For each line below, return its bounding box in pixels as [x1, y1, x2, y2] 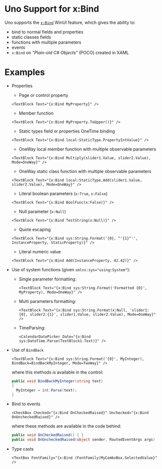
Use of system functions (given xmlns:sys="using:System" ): [11, 266, 130, 272]
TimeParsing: [18, 325, 46, 331]
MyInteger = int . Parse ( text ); [16, 388, 77, 393]
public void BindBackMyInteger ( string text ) [11, 378, 103, 383]
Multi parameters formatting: [18, 298, 76, 304]
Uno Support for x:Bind [4, 3, 99, 15]
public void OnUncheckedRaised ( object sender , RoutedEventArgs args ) [11, 437, 156, 442]
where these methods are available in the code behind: [11, 423, 122, 429]
